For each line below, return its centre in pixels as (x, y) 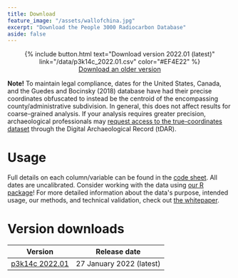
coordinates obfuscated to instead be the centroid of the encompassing (113, 99)
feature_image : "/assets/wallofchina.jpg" (71, 21)
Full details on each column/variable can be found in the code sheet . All (112, 177)
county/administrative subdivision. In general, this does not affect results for (119, 106)
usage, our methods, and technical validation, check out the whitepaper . (113, 200)
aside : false (27, 34)
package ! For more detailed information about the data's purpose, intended (118, 192)
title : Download (31, 14)
